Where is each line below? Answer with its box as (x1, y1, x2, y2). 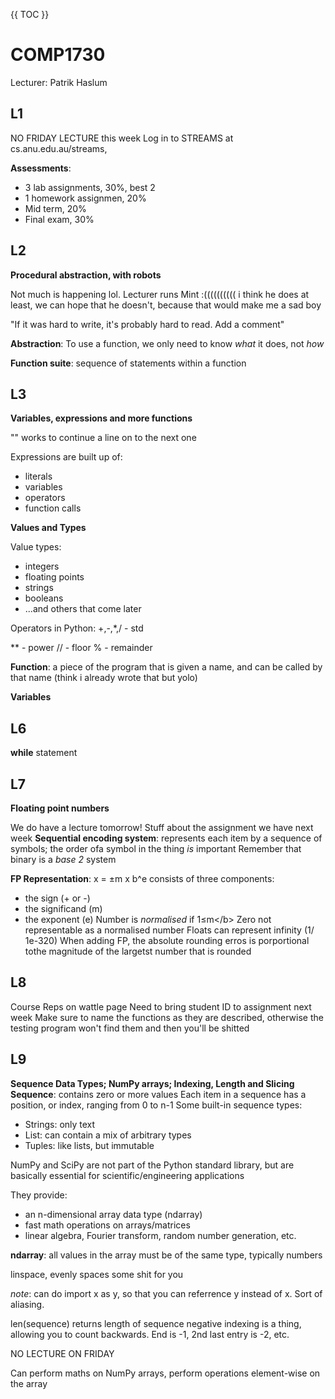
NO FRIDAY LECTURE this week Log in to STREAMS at (10, 132, 234, 144)
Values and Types (10, 522, 87, 534)
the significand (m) (24, 903, 103, 914)
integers (24, 560, 60, 573)
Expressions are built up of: (10, 451, 123, 463)
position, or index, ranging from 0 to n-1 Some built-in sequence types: (10, 1099, 303, 1111)
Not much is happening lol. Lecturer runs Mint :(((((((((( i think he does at (10, 288, 310, 300)
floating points (24, 571, 85, 583)
